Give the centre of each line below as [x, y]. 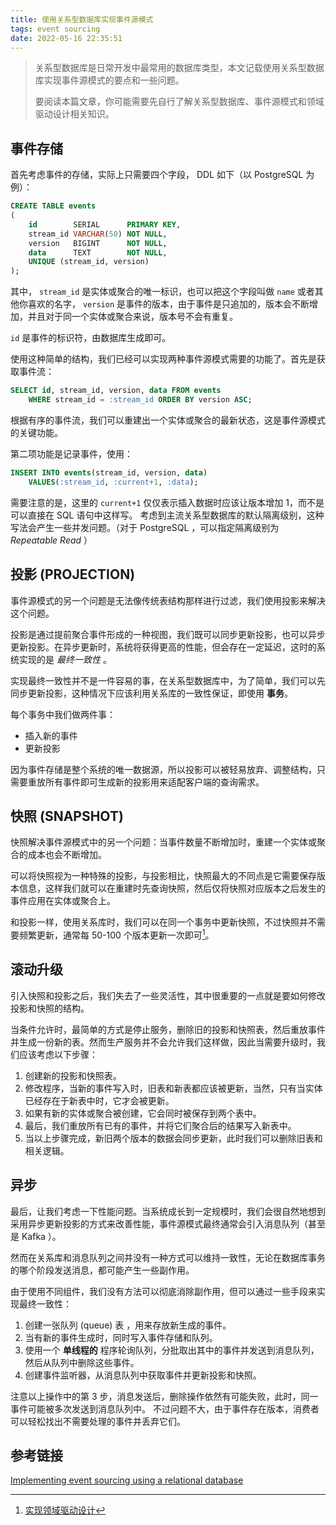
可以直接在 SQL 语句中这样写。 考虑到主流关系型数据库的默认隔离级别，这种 [167, 515]
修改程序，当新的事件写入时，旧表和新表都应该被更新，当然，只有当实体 [173, 1088]
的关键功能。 [36, 432]
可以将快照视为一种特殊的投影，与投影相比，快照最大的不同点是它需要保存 [163, 876]
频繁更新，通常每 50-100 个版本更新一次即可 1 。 [116, 934]
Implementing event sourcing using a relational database [127, 1480]
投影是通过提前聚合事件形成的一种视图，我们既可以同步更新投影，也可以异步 [168, 634]
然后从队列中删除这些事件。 [82, 1362]
